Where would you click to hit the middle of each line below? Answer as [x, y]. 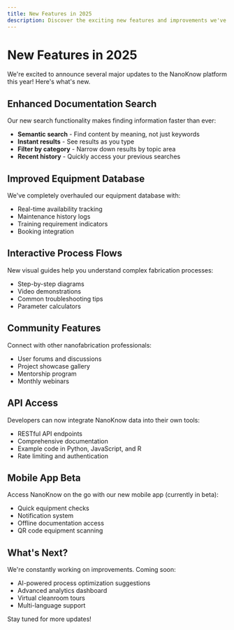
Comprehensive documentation [63, 441]
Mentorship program [47, 374]
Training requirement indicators [63, 224]
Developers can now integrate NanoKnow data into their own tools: [104, 420]
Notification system [45, 516]
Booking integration [46, 231]
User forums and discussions [59, 359]
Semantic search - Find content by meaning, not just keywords [109, 135]
